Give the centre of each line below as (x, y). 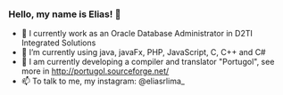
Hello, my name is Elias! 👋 (65, 14)
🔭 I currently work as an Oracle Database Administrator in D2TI (137, 34)
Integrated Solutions (58, 43)
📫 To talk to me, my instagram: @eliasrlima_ (103, 81)
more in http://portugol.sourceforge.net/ (95, 71)
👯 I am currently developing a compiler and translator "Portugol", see (148, 62)
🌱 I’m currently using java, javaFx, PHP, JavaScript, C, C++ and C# (143, 52)
